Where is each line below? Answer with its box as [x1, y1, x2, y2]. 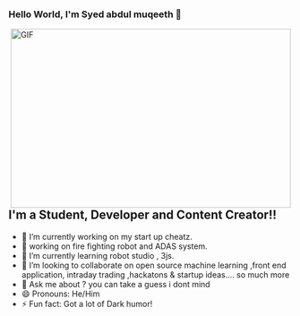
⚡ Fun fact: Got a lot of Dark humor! [21, 298, 153, 309]
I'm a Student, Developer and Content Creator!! [8, 208, 277, 223]
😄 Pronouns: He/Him [21, 288, 100, 299]
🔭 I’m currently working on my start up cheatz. [21, 231, 193, 242]
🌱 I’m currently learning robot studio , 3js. [21, 250, 175, 260]
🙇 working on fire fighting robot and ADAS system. [21, 241, 208, 252]
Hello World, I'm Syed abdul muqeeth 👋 [8, 8, 182, 21]
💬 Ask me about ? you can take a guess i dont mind [21, 278, 211, 289]
